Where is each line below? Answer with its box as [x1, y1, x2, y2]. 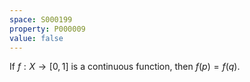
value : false [9, 33, 64, 43]
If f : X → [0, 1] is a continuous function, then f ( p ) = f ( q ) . [9, 61, 241, 73]
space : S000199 [9, 14, 73, 25]
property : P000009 [9, 24, 86, 34]
